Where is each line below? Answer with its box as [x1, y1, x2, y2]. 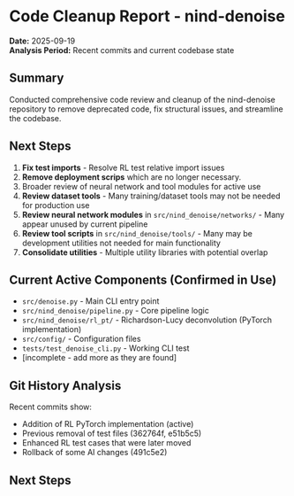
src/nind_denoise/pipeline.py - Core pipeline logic [21, 306, 209, 316]
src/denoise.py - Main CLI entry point [21, 296, 160, 306]
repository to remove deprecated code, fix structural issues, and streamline [9, 104, 284, 114]
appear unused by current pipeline [21, 219, 148, 229]
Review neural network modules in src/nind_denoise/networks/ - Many [21, 209, 285, 220]
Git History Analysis [9, 378, 122, 393]
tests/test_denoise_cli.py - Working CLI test [21, 343, 190, 353]
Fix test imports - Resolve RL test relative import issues [21, 162, 225, 173]
